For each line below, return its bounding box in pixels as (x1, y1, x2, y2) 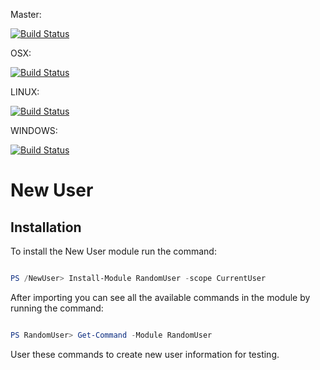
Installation (10, 219, 82, 236)
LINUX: (10, 86, 40, 98)
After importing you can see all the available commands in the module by (10, 291, 311, 303)
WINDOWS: (10, 125, 58, 136)
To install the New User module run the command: (10, 245, 217, 257)
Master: (10, 9, 42, 20)
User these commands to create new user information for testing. (10, 348, 280, 360)
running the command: (10, 302, 104, 314)
